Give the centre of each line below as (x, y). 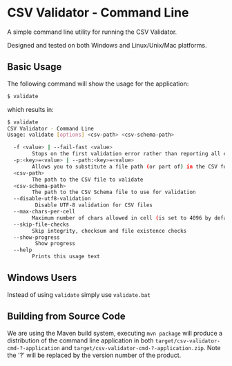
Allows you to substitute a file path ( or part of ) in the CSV (125, 166)
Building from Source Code (66, 317)
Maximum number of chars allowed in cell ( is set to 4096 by (122, 218)
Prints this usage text (66, 257)
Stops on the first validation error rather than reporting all (126, 154)
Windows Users (42, 278)
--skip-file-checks (41, 224)
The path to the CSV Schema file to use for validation (114, 192)
